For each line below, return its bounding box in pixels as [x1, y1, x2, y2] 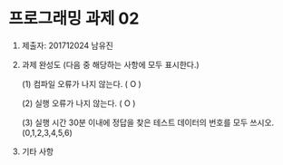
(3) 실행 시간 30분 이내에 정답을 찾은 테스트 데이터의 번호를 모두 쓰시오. [21, 117, 275, 128]
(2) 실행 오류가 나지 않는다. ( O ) [21, 97, 136, 109]
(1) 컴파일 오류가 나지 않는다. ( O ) [21, 78, 141, 89]
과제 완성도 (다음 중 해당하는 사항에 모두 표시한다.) [21, 59, 200, 70]
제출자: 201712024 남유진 [21, 40, 114, 51]
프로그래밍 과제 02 [8, 8, 140, 29]
